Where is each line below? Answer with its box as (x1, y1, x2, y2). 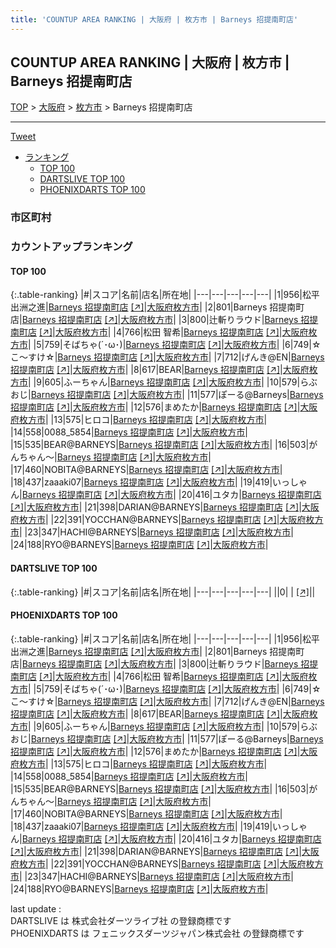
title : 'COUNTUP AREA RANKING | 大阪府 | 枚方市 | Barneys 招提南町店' (10, 14, 299, 25)
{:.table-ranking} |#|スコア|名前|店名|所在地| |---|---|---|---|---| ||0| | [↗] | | (10, 586, 316, 598)
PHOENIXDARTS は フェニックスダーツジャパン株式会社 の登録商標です (10, 927, 305, 939)
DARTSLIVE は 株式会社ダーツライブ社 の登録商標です (10, 914, 232, 926)
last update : (10, 902, 62, 915)
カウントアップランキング (10, 240, 133, 254)
